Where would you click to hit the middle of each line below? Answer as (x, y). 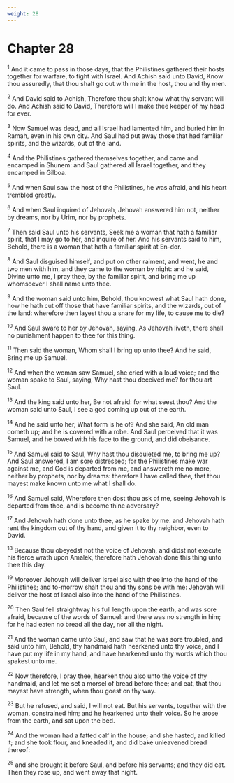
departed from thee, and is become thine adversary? (83, 506)
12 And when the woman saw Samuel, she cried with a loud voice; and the (114, 372)
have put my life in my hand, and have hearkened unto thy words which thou (117, 654)
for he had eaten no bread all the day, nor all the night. (85, 624)
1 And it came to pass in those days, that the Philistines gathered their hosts (116, 69)
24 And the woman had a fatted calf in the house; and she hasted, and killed (116, 735)
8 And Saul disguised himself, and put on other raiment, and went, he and (112, 261)
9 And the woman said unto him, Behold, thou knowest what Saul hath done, (117, 298)
